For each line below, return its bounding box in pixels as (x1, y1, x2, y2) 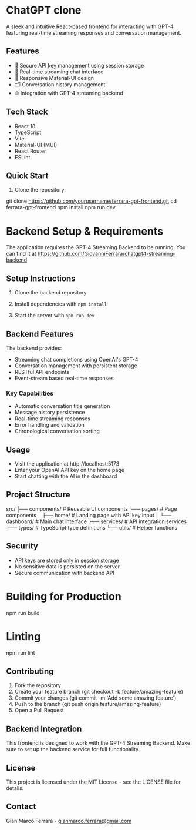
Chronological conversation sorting (14, 427, 100, 435)
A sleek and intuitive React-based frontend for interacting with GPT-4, (6, 23, 175, 30)
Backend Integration (6, 724, 82, 734)
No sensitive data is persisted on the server (14, 563, 120, 570)
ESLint (14, 153, 31, 160)
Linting (6, 630, 41, 643)
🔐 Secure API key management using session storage (14, 62, 144, 69)
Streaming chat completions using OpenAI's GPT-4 (14, 356, 138, 363)
